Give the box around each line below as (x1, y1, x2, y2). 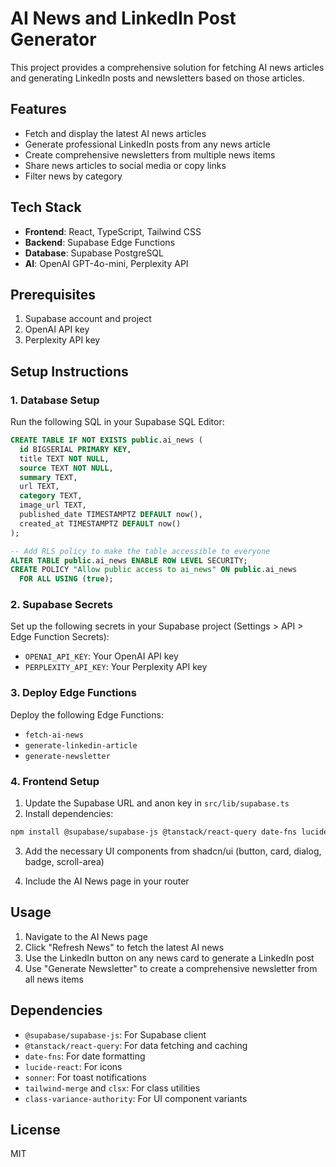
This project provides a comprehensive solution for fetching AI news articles (10, 61, 325, 73)
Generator (10, 28, 97, 51)
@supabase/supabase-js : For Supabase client (24, 1028, 207, 1041)
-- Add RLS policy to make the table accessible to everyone (10, 546, 271, 556)
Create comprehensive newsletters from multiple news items (24, 148, 276, 161)
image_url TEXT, (19, 500, 87, 511)
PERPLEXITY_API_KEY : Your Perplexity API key (24, 661, 208, 673)
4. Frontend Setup (10, 774, 100, 788)
